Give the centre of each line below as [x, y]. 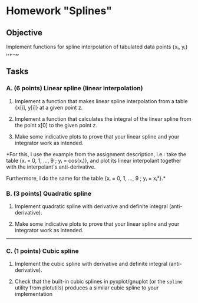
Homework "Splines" [59, 11]
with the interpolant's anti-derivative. [51, 167]
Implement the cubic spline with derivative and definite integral [91, 264]
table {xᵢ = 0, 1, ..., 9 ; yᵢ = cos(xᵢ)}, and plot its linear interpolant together [94, 160]
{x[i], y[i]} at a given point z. [49, 107]
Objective [24, 33]
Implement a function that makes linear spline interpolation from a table [101, 101]
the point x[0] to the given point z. [56, 125]
